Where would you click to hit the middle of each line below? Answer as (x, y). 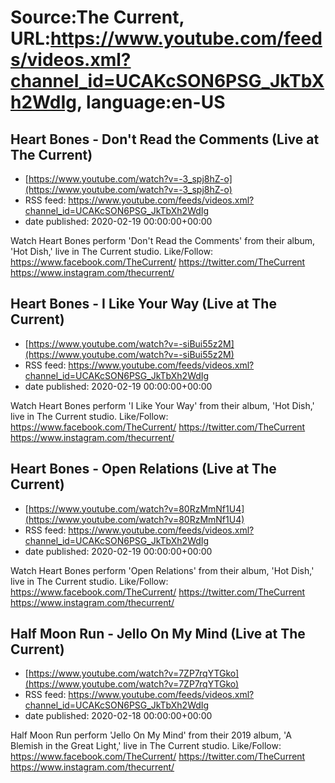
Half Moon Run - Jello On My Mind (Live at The (158, 634)
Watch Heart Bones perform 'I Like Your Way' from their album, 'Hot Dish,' (162, 405)
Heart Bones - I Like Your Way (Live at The (143, 304)
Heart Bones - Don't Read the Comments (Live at (165, 139)
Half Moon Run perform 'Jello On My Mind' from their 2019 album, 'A (151, 735)
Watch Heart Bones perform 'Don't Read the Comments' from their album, (163, 240)
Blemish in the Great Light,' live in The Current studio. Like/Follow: (146, 746)
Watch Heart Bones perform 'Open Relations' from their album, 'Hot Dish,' (162, 570)
